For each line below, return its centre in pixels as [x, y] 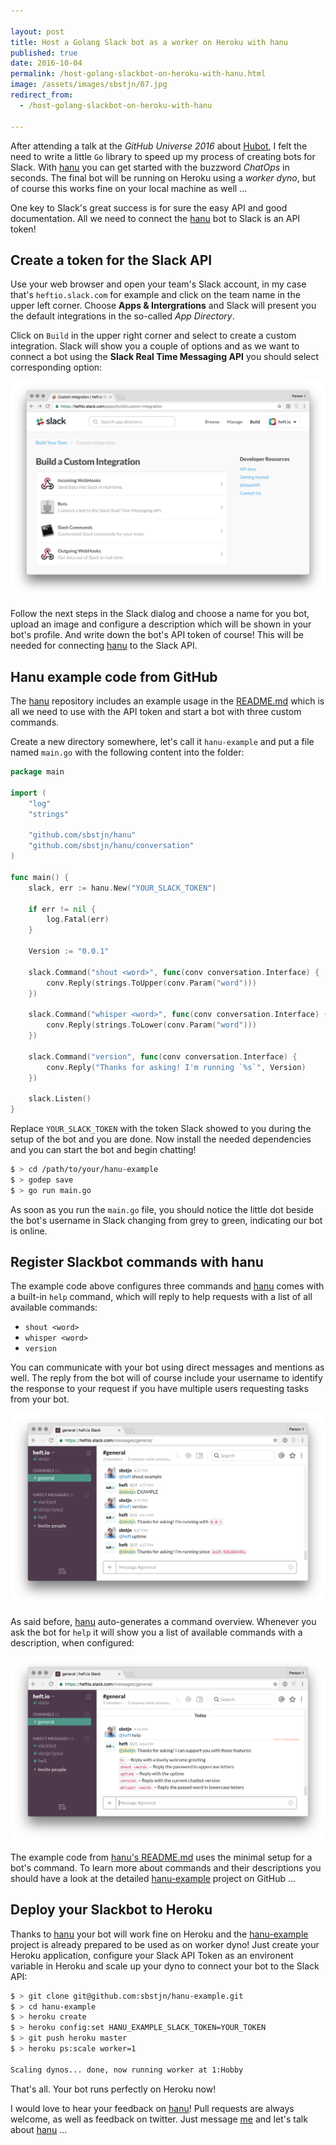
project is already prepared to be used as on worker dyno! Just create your [165, 1944]
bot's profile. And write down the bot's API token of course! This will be [157, 635]
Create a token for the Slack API [111, 260]
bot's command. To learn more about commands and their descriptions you [166, 1867]
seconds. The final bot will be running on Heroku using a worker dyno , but [163, 177]
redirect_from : [42, 95]
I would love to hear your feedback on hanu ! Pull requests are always [152, 2108]
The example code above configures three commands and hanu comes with [167, 1286]
